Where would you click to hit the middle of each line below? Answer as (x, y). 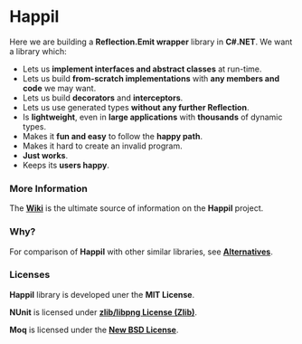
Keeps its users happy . (66, 165)
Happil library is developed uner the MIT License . (102, 294)
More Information (48, 188)
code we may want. (59, 88)
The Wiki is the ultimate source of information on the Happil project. (137, 208)
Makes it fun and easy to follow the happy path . (113, 136)
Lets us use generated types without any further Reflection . (136, 107)
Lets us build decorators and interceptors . (103, 98)
